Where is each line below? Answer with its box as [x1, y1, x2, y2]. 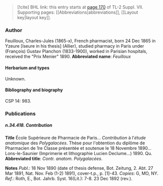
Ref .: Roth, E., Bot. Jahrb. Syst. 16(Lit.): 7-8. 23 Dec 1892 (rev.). [5, 175, 133, 181]
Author [5, 27, 23, 33]
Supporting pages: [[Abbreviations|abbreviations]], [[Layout [17, 9, 138, 15]
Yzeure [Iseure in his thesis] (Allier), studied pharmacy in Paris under [5, 43, 144, 49]
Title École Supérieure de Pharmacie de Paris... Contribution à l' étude [5, 134, 146, 140]
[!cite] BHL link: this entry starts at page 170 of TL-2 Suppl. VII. [17, 4, 143, 10]
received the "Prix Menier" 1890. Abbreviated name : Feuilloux [5, 53, 131, 59]
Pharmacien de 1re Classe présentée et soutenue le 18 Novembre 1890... [5, 145, 152, 151]
